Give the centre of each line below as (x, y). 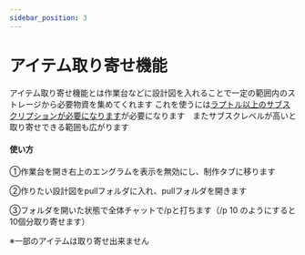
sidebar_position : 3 (49, 18)
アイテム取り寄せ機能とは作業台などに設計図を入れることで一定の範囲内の (149, 93)
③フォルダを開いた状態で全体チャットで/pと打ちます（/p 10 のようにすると (153, 209)
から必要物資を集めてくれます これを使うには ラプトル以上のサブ (162, 104)
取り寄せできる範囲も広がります (69, 127)
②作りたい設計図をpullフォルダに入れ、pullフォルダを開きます (128, 190)
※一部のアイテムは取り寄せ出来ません (80, 240)
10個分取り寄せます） (50, 221)
